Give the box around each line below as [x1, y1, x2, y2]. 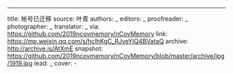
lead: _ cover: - [33, 59, 77, 67]
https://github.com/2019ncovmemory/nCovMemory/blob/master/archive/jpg [7, 52, 225, 59]
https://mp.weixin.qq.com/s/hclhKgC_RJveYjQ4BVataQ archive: [7, 37, 189, 45]
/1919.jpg [7, 59, 33, 67]
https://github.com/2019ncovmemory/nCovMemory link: [7, 30, 168, 38]
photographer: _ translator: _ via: [7, 22, 100, 30]
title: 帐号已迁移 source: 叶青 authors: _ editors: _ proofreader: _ [7, 15, 189, 23]
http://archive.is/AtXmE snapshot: [7, 44, 103, 53]
